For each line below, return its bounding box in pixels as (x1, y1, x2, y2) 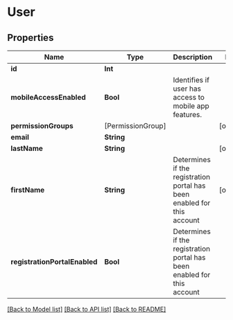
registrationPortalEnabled (10, 257, 98, 267)
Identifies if (173, 75, 210, 85)
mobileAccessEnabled (10, 93, 87, 102)
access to (173, 93, 205, 102)
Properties (7, 32, 54, 44)
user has (173, 84, 201, 94)
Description (173, 53, 213, 62)
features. (173, 110, 202, 119)
